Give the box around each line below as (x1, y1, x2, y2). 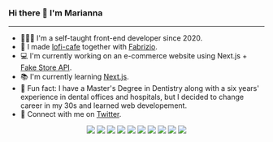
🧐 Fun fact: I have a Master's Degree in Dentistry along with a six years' (19, 84, 260, 93)
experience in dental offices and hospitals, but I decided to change (19, 93, 245, 102)
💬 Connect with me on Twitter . (19, 110, 122, 119)
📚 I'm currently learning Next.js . (19, 72, 129, 82)
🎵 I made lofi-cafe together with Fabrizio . (19, 42, 158, 52)
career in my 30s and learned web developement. (19, 101, 188, 110)
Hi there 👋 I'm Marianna (8, 7, 103, 19)
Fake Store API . (19, 62, 72, 72)
